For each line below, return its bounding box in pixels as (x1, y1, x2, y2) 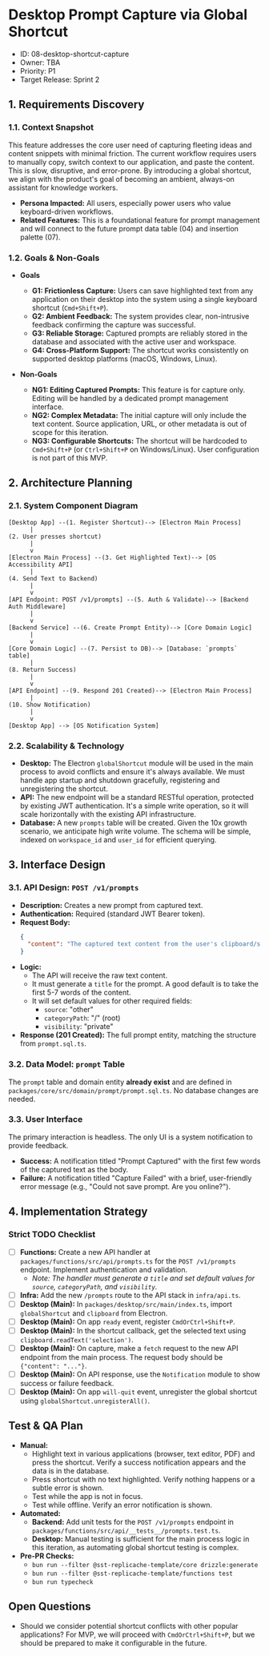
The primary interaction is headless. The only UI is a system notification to (8, 1131, 254, 1142)
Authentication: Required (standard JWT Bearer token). (19, 909, 206, 918)
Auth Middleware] (8, 602, 66, 610)
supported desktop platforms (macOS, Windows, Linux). (31, 354, 218, 364)
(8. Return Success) (8, 665, 78, 673)
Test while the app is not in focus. (31, 1491, 143, 1501)
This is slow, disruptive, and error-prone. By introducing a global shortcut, (8, 166, 252, 175)
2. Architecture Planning (8, 476, 133, 490)
